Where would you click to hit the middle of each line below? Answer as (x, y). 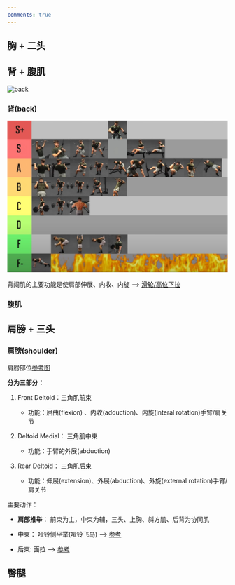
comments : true (29, 15)
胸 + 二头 (27, 46)
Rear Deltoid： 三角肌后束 (55, 466)
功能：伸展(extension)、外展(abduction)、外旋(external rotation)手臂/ (128, 480)
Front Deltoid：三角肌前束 (55, 397)
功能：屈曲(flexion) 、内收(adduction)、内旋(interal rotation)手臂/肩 (124, 412)
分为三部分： (26, 382)
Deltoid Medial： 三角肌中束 (57, 436)
